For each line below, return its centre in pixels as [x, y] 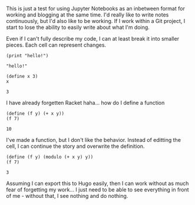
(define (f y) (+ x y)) [35, 114]
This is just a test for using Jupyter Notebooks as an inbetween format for [96, 9]
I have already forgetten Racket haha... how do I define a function [85, 103]
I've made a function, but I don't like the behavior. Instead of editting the [94, 140]
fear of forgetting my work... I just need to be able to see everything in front [98, 190]
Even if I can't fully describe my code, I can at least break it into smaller [93, 39]
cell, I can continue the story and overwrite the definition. [75, 146]
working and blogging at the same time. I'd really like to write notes [87, 15]
